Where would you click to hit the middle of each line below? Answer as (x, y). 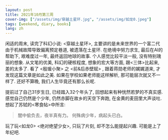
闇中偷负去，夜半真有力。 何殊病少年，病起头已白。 (71, 115)
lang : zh (14, 29)
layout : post (19, 10)
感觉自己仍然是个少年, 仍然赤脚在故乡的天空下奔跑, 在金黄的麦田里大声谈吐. (83, 98)
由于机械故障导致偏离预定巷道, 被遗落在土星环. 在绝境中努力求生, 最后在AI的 (84, 50)
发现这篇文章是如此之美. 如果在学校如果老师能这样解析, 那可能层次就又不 (81, 75)
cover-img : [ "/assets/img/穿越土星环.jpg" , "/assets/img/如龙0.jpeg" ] (78, 19)
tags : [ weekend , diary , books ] (38, 24)
